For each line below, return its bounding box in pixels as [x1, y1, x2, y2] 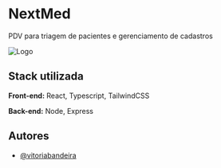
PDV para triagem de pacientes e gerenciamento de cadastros [8, 31, 213, 41]
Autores [8, 129, 49, 143]
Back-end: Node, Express [8, 106, 94, 115]
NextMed [8, 5, 71, 23]
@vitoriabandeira [19, 150, 77, 160]
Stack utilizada [8, 69, 84, 84]
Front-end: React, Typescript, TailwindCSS [8, 91, 150, 100]
